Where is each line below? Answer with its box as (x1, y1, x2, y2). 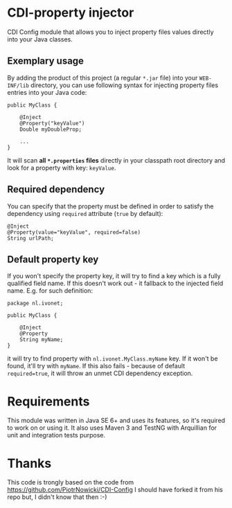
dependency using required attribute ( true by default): (7, 209, 163, 217)
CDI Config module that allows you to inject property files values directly (7, 28, 214, 36)
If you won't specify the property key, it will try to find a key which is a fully (7, 272, 221, 280)
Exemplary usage (7, 55, 84, 67)
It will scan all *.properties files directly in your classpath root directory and (7, 156, 226, 164)
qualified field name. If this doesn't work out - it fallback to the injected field (7, 279, 224, 288)
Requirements (7, 393, 90, 409)
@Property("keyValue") (19, 120, 85, 127)
